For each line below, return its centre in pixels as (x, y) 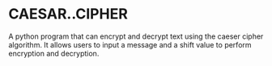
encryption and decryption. (54, 53)
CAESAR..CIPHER (68, 14)
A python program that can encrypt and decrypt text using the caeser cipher (136, 36)
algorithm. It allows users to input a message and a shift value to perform (130, 44)
